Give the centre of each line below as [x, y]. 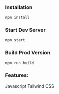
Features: [17, 75]
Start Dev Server [25, 30]
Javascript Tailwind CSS [30, 86]
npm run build [20, 63]
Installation [19, 7]
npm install [17, 18]
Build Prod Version [28, 53]
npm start [15, 40]
